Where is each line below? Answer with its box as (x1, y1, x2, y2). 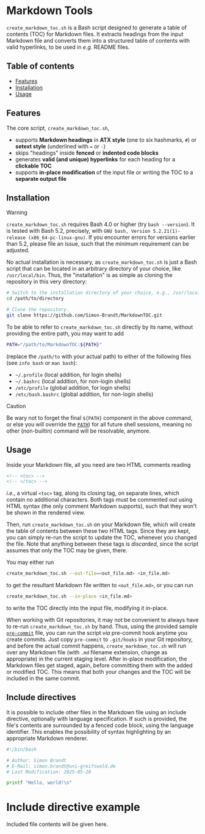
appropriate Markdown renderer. (6, 734, 88, 742)
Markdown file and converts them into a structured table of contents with (6, 37, 190, 44)
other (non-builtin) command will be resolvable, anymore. (6, 427, 151, 434)
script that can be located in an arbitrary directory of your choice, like (6, 265, 181, 273)
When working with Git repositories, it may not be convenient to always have (6, 616, 199, 624)
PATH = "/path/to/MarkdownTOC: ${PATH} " (6, 342, 103, 348)
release (6, 235, 26, 241)
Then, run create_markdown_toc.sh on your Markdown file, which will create (6, 521, 196, 529)
